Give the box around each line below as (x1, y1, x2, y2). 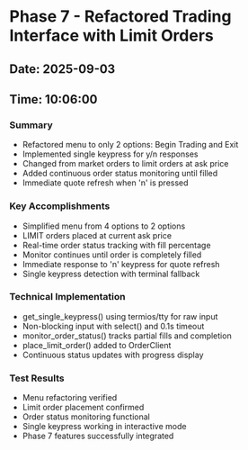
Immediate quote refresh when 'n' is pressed (22, 177, 189, 188)
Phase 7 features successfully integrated (22, 430, 174, 442)
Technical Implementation (9, 291, 126, 303)
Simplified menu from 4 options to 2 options (22, 220, 186, 231)
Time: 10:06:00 (9, 92, 98, 107)
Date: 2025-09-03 (9, 61, 116, 76)
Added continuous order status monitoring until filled (22, 168, 218, 179)
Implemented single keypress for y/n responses (22, 148, 199, 159)
